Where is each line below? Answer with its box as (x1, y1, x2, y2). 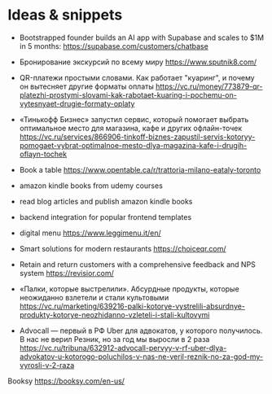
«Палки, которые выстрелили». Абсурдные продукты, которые (19, 283, 239, 294)
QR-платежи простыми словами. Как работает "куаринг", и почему (19, 72, 255, 82)
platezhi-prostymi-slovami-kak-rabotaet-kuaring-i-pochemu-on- (19, 90, 237, 99)
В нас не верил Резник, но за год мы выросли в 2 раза (19, 334, 210, 344)
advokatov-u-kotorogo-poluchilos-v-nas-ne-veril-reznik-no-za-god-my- (19, 352, 264, 361)
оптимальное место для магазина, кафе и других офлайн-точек (19, 123, 243, 133)
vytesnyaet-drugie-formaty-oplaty (19, 98, 135, 108)
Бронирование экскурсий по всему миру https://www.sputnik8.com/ (19, 57, 257, 67)
